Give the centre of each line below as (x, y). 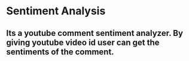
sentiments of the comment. (60, 52)
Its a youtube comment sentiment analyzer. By (95, 33)
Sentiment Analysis (56, 11)
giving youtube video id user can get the (83, 42)
